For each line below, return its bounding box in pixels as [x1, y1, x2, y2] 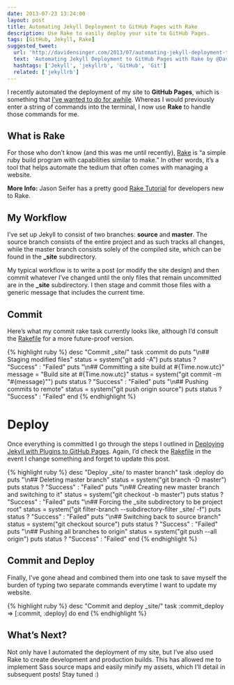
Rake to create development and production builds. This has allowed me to [7, 655, 221, 663]
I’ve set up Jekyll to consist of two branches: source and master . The [7, 231, 208, 239]
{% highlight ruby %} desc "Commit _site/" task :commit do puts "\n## [7, 348, 210, 356]
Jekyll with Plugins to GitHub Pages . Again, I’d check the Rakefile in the [7, 447, 212, 455]
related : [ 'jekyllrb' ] [13, 68, 79, 75]
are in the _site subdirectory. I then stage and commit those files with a [7, 281, 211, 289]
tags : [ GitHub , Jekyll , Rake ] [7, 36, 95, 43]
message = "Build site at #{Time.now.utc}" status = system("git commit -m [7, 370, 221, 378]
